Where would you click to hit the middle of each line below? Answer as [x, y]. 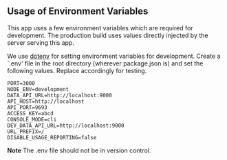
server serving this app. [41, 42]
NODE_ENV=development [38, 89]
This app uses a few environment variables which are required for [100, 28]
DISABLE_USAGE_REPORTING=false [52, 137]
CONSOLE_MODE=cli [32, 119]
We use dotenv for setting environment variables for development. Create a [114, 56]
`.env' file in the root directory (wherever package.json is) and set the [105, 63]
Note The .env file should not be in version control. [79, 150]
